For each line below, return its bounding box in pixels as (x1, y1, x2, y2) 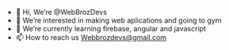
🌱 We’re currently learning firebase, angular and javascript (15, 24, 206, 33)
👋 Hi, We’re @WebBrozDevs (15, 8, 107, 16)
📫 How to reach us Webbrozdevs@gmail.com (15, 33, 167, 42)
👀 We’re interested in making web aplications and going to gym (15, 16, 222, 25)
